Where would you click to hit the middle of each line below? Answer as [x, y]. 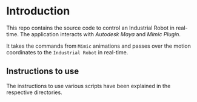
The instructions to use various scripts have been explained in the [88, 86]
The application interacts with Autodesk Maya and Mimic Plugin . [100, 34]
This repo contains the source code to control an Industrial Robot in [90, 28]
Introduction [38, 11]
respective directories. [34, 92]
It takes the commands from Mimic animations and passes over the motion [98, 46]
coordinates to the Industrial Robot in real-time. [67, 52]
